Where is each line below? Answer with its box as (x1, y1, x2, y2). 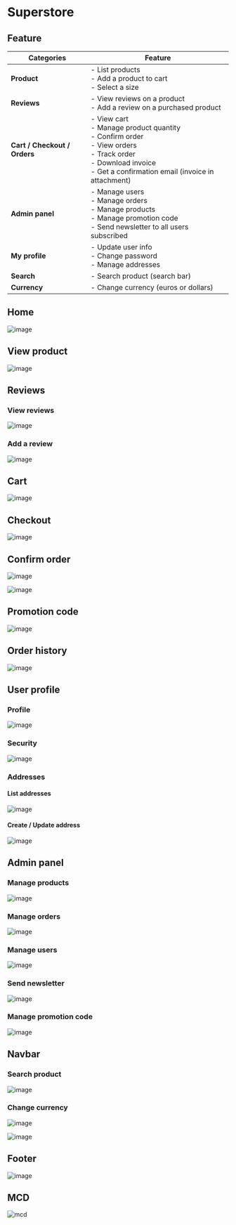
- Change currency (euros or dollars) (90, 282, 214, 292)
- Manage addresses (90, 260, 161, 269)
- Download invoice (90, 158, 157, 167)
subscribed (90, 231, 128, 240)
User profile (7, 684, 60, 696)
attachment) (90, 176, 131, 185)
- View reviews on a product (90, 94, 185, 103)
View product (7, 346, 68, 358)
